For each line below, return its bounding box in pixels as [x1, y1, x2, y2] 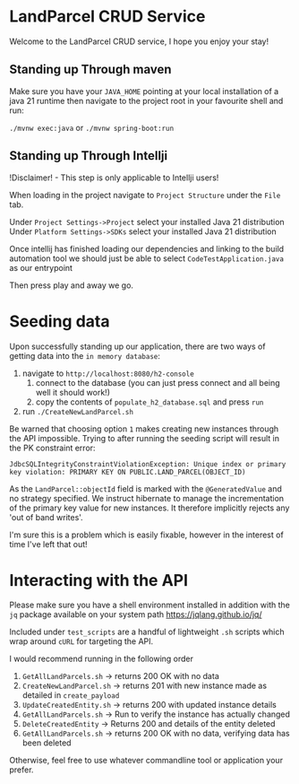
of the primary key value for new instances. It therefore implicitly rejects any [9, 502, 290, 513]
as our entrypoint [9, 262, 73, 273]
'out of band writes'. [9, 511, 83, 522]
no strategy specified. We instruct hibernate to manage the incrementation [9, 492, 285, 503]
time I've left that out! [9, 538, 88, 549]
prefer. [9, 764, 34, 775]
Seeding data [9, 311, 110, 331]
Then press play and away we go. [9, 280, 134, 291]
